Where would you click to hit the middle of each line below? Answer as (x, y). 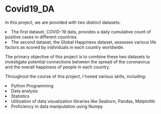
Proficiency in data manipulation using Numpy (57, 106)
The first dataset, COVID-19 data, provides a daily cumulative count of (81, 32)
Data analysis (24, 91)
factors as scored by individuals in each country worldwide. (65, 47)
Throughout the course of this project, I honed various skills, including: (76, 76)
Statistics (21, 96)
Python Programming (32, 85)
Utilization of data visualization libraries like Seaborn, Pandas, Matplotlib (83, 101)
